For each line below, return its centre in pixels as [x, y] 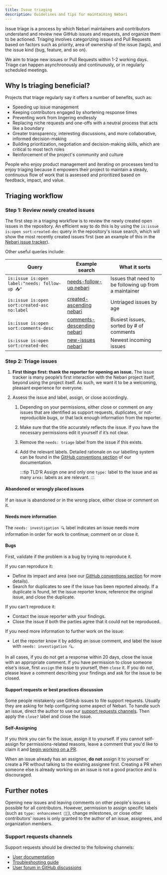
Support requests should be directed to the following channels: [70, 847]
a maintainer [125, 291]
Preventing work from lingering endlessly [54, 118]
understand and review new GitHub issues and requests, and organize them [83, 34]
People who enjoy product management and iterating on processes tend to [82, 164]
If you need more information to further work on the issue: [65, 631]
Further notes [27, 791]
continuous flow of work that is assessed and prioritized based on [73, 175]
